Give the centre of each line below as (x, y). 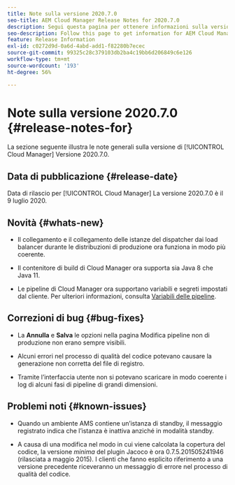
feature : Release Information (51, 40)
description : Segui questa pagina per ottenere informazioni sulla (108, 27)
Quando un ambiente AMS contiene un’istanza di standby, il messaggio (120, 423)
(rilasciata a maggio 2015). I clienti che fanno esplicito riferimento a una (120, 459)
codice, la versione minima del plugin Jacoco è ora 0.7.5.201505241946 (120, 451)
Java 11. (29, 275)
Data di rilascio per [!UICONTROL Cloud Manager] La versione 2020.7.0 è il (115, 194)
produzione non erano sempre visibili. (72, 342)
